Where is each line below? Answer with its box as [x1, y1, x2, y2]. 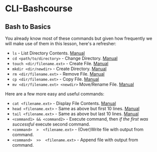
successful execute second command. [12, 121, 90, 127]
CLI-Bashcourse [5, 3, 73, 14]
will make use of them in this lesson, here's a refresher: [5, 41, 116, 47]
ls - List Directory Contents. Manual [12, 50, 85, 56]
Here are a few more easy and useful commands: [5, 91, 105, 97]
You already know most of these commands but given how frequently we [5, 35, 153, 41]
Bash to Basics [5, 23, 51, 31]
